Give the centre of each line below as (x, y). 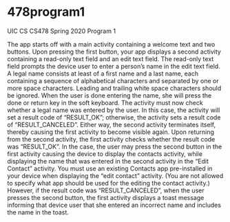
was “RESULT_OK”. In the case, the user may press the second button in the (115, 146)
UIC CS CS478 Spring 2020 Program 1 (61, 31)
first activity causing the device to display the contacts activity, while (105, 154)
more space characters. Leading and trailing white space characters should (114, 88)
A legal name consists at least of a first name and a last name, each (103, 74)
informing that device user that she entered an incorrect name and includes (114, 205)
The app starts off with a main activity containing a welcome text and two (111, 44)
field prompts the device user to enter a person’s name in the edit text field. (114, 66)
